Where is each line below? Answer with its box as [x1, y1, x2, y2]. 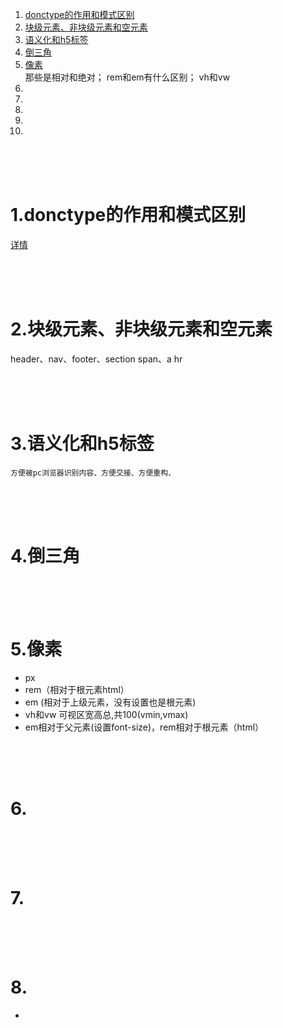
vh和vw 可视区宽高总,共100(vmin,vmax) [24, 708, 189, 720]
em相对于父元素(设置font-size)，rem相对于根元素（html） [24, 721, 265, 733]
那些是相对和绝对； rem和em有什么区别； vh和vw [24, 71, 231, 83]
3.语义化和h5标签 [10, 433, 155, 455]
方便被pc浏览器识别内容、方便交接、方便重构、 [10, 468, 177, 478]
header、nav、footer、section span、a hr [10, 353, 183, 365]
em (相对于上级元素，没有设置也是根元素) [24, 696, 197, 708]
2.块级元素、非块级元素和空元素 [10, 318, 273, 341]
